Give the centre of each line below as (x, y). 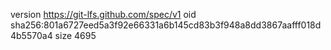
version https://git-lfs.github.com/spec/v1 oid (103, 14)
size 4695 (75, 35)
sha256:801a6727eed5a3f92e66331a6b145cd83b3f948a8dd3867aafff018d (166, 25)
